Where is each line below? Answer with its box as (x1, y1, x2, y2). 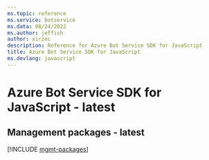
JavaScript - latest (7, 99, 116, 114)
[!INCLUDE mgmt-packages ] (7, 145, 89, 153)
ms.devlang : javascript (7, 55, 76, 62)
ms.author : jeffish (7, 29, 64, 37)
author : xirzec (7, 36, 51, 43)
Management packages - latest (7, 127, 145, 139)
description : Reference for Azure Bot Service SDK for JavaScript (7, 42, 203, 49)
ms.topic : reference (7, 10, 67, 17)
